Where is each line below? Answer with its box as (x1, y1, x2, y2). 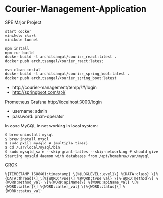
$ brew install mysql (5, 136, 49, 142)
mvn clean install (5, 67, 42, 72)
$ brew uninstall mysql (5, 132, 54, 137)
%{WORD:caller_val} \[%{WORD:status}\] (40, 184, 121, 189)
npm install (5, 46, 29, 51)
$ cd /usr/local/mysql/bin (5, 145, 60, 150)
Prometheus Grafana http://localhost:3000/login (5, 99, 102, 105)
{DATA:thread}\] (5, 176, 38, 180)
